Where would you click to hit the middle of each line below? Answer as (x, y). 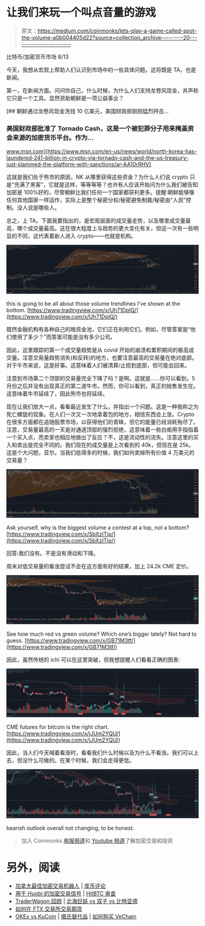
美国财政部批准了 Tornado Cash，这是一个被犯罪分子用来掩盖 (97, 128)
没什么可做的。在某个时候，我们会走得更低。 (78, 761)
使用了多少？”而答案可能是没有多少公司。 (63, 337)
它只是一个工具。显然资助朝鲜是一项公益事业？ (65, 98)
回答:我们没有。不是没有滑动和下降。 (53, 553)
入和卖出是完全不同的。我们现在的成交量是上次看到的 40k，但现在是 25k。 (100, 445)
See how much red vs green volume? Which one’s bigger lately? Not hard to (102, 634)
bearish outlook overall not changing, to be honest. (70, 828)
